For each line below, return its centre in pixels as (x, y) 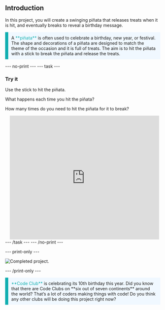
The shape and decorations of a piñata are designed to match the (78, 43)
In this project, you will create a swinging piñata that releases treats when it (82, 20)
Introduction (25, 8)
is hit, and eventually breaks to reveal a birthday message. (64, 25)
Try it (12, 79)
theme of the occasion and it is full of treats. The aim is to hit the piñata (84, 48)
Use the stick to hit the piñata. (35, 90)
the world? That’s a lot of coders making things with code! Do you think (84, 294)
